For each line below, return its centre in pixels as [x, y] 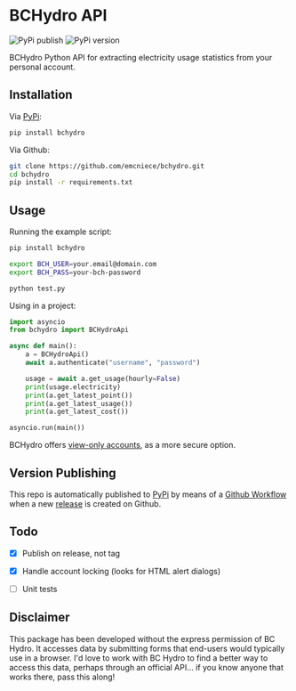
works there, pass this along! [62, 677]
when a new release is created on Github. [85, 504]
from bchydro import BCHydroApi [69, 330]
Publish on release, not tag [71, 553]
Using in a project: [43, 305]
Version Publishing [63, 473]
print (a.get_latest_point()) [79, 395]
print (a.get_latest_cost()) [77, 412]
